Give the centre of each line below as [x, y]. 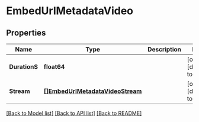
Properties [26, 33]
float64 [54, 67]
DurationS [24, 67]
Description [165, 49]
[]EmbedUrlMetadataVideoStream [93, 91]
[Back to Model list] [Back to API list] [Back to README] [74, 113]
